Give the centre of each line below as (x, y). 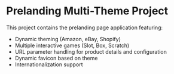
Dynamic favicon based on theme (56, 58)
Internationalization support (49, 64)
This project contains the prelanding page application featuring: (85, 27)
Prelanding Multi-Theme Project (87, 11)
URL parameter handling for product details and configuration (91, 51)
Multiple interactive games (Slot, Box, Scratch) (72, 45)
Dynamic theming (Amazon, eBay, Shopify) (68, 39)
